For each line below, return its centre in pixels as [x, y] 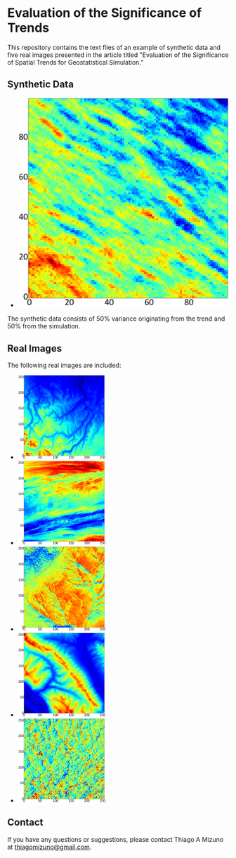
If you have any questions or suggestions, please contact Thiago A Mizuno [115, 839]
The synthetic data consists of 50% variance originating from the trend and [116, 319]
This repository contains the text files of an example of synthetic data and [114, 47]
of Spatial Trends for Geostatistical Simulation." [76, 62]
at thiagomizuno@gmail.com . [50, 847]
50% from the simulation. [44, 326]
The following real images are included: [64, 365]
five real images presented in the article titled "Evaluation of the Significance [118, 55]
